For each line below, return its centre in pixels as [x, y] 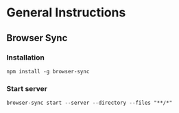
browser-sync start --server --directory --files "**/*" [89, 103]
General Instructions [66, 13]
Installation [26, 58]
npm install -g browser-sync [48, 71]
